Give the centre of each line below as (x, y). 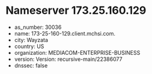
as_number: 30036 (38, 27)
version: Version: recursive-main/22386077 (68, 59)
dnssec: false (31, 65)
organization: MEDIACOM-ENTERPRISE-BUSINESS (77, 52)
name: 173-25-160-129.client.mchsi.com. (65, 33)
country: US (29, 46)
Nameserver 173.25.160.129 (76, 11)
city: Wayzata (31, 40)
